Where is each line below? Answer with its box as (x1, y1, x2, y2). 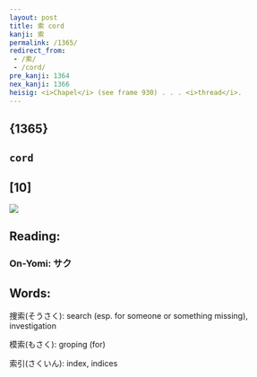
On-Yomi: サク (9, 257, 73, 270)
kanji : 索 (9, 30, 45, 39)
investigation (9, 321, 56, 331)
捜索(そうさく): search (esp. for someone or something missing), (9, 311, 249, 321)
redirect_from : (9, 47, 66, 56)
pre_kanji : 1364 (9, 72, 70, 81)
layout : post (9, 13, 58, 22)
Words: (9, 286, 51, 301)
